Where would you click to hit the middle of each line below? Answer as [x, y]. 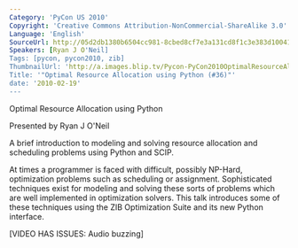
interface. [27, 216]
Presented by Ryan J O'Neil [59, 126]
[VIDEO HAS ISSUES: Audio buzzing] [77, 233]
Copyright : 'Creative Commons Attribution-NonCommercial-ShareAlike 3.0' [149, 26]
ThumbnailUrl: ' [39, 67]
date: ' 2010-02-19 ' [45, 83]
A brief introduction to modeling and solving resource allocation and [133, 143]
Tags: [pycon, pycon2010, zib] [67, 58]
